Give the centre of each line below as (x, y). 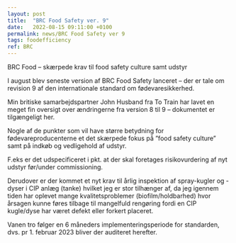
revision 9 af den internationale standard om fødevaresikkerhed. (101, 88)
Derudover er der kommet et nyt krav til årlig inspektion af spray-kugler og (116, 181)
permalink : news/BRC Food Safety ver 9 (66, 34)
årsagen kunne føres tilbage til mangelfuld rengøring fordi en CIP (102, 203)
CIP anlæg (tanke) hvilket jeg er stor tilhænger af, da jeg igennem (124, 188)
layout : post (27, 14)
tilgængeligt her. (31, 117)
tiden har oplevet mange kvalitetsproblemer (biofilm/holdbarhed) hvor (109, 196)
